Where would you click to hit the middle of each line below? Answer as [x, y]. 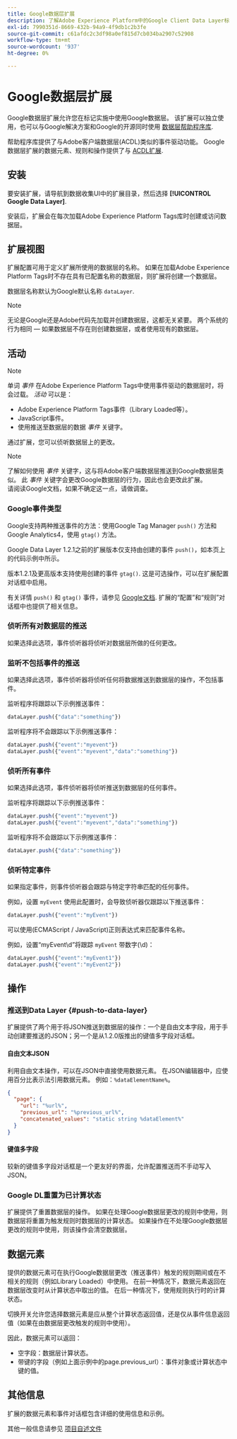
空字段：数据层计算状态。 [55, 1353]
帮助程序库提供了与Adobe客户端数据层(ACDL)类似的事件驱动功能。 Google [116, 142]
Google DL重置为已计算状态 [54, 1195]
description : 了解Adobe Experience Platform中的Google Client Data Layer [116, 21]
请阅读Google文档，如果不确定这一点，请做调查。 [80, 488]
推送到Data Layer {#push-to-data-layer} [78, 1010]
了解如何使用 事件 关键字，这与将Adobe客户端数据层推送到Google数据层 [113, 471]
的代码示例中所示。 [35, 558]
